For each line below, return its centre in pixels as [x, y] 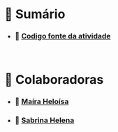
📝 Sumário [35, 14]
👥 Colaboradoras [54, 79]
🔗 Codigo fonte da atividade [62, 36]
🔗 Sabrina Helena [44, 120]
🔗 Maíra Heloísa [42, 101]
